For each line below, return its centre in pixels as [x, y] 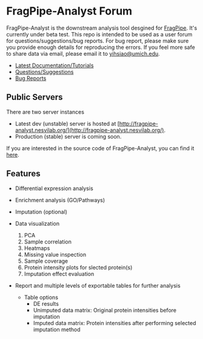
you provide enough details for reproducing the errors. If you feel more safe [101, 47]
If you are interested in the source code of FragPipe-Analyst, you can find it [100, 148]
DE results [46, 303]
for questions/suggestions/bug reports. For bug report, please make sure [98, 41]
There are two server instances [45, 112]
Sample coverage [46, 261]
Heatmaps [37, 248]
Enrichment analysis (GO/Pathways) [60, 200]
